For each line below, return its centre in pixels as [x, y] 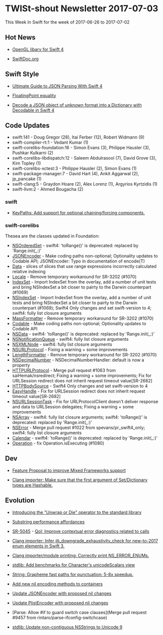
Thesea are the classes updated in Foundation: [52, 236]
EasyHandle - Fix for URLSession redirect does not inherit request [79, 391]
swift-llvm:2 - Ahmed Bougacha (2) [48, 189]
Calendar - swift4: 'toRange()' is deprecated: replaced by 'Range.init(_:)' [85, 438]
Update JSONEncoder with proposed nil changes [62, 593]
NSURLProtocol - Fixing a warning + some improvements [70, 349]
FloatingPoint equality [34, 95]
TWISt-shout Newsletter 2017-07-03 [82, 9]
